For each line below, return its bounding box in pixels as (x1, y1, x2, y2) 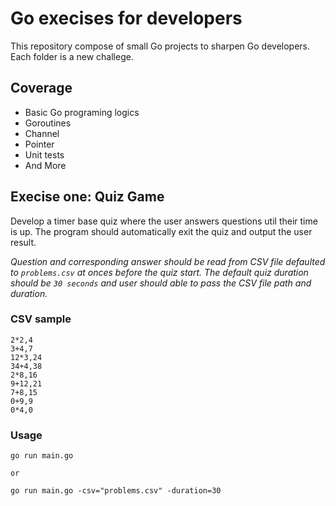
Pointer (24, 138, 55, 150)
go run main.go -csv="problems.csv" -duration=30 (10, 486, 222, 496)
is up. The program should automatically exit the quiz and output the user (10, 225, 313, 237)
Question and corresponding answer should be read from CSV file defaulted (10, 255, 326, 267)
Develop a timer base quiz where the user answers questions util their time (10, 215, 318, 227)
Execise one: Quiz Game (10, 188, 165, 206)
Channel (24, 127, 60, 139)
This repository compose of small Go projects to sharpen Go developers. (10, 40, 311, 52)
